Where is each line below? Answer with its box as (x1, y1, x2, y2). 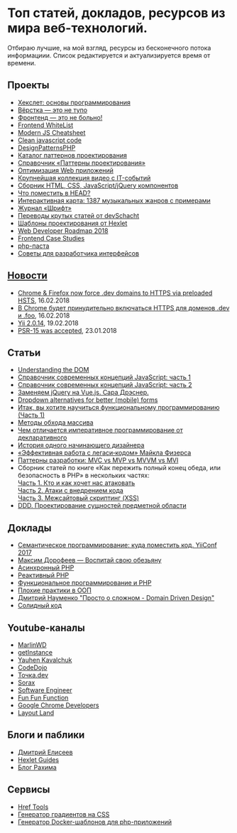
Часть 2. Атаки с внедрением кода (17, 486, 124, 495)
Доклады (7, 522, 52, 534)
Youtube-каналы (7, 621, 85, 633)
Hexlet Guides (17, 755, 59, 764)
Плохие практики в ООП (17, 586, 92, 594)
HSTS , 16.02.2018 (17, 296, 70, 305)
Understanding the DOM (17, 366, 89, 374)
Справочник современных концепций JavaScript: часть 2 (17, 381, 192, 389)
